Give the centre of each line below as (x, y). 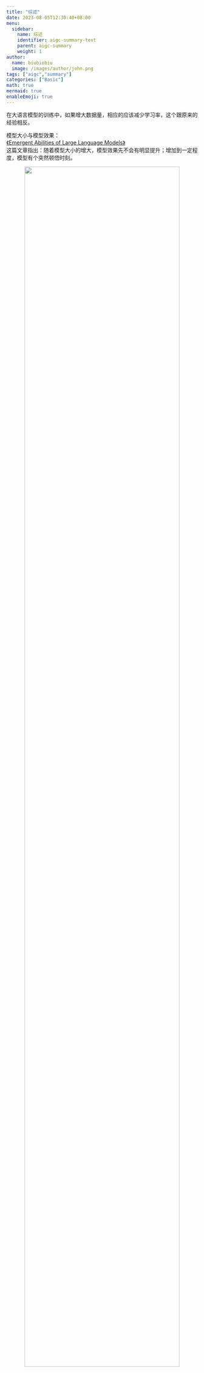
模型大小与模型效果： (33, 135)
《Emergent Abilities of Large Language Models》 (66, 142)
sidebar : (23, 29)
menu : (13, 23)
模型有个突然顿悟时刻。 (46, 157)
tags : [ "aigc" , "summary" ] (39, 74)
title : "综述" (23, 12)
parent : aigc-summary (44, 46)
